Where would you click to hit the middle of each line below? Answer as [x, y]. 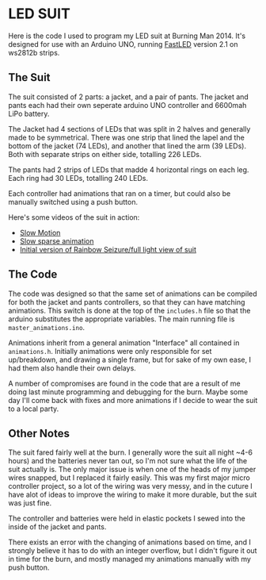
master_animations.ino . [47, 327]
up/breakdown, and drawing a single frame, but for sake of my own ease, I [130, 359]
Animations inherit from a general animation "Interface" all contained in [124, 343]
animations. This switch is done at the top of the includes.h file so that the [129, 310]
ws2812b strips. [34, 52]
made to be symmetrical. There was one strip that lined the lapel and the [127, 137]
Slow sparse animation [57, 241]
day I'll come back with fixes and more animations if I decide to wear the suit [133, 400]
